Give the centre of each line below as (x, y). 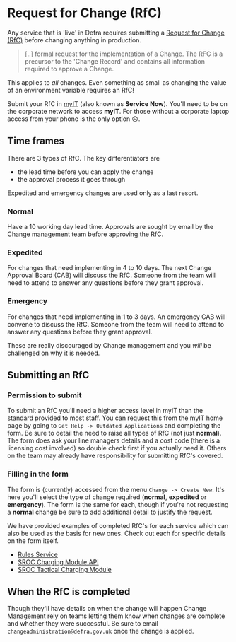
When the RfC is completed (69, 592)
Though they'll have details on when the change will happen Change (107, 609)
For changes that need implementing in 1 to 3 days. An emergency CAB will (117, 317)
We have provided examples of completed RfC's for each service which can (118, 525)
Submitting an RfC (48, 375)
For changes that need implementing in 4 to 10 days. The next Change (110, 268)
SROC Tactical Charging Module (64, 569)
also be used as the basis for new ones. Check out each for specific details (117, 533)
